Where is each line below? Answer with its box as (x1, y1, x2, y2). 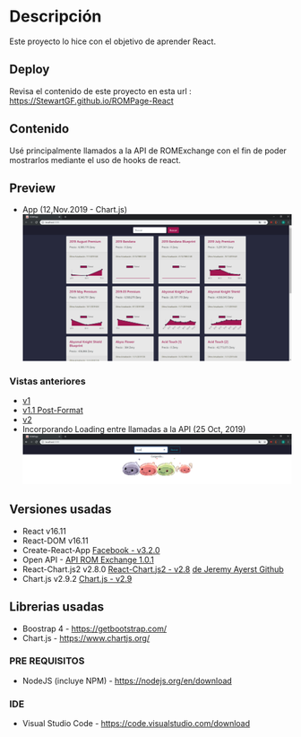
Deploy (9, 62, 50, 77)
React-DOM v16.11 (21, 535, 89, 546)
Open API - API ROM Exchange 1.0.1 (21, 554, 154, 565)
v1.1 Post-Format (21, 404, 83, 415)
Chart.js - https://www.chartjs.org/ (21, 632, 150, 643)
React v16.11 (21, 525, 67, 536)
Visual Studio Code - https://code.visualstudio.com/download (21, 718, 251, 729)
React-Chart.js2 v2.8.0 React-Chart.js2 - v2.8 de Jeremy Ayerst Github (21, 563, 284, 575)
